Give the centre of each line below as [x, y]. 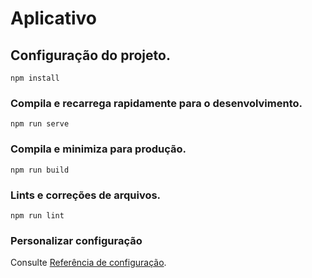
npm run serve [40, 124]
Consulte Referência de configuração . [88, 263]
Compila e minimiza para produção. [98, 149]
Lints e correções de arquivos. [86, 195]
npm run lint [37, 215]
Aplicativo [54, 18]
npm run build [40, 170]
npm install [35, 78]
